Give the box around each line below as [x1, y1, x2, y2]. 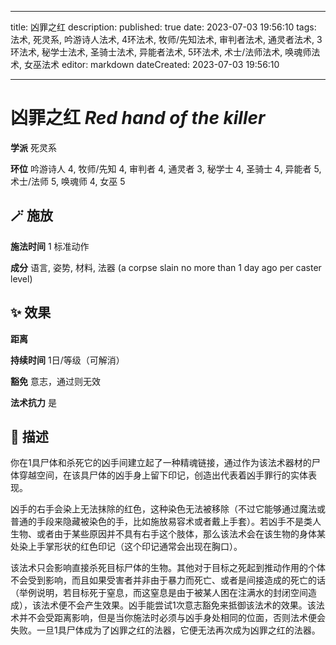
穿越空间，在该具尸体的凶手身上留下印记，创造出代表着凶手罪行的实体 [18, 469, 308, 481]
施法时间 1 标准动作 [10, 240, 90, 252]
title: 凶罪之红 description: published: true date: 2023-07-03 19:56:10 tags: [10, 21, 317, 33]
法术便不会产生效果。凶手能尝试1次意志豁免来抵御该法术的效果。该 [40, 599, 317, 611]
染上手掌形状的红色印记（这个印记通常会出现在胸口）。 [18, 541, 243, 553]
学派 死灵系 [10, 141, 57, 153]
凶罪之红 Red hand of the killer [10, 107, 266, 130]
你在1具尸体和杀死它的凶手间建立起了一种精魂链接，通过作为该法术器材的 [10, 457, 312, 469]
